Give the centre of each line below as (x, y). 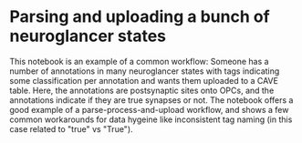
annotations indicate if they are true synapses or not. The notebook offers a (151, 100)
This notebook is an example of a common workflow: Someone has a (139, 61)
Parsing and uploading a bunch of (140, 17)
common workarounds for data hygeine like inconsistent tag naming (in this (151, 119)
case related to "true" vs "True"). (72, 128)
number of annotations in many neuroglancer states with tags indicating (145, 71)
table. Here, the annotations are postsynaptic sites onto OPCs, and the (142, 90)
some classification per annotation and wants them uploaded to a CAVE (144, 80)
